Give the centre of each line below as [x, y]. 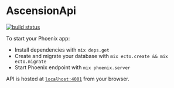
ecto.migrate [30, 62]
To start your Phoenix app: [38, 38]
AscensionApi [41, 11]
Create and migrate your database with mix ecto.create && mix [91, 56]
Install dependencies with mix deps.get [62, 50]
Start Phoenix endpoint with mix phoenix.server [72, 67]
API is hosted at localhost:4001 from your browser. [68, 79]
